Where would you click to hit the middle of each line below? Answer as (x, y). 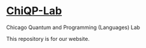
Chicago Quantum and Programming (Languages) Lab (73, 27)
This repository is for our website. (48, 39)
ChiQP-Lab (34, 11)
